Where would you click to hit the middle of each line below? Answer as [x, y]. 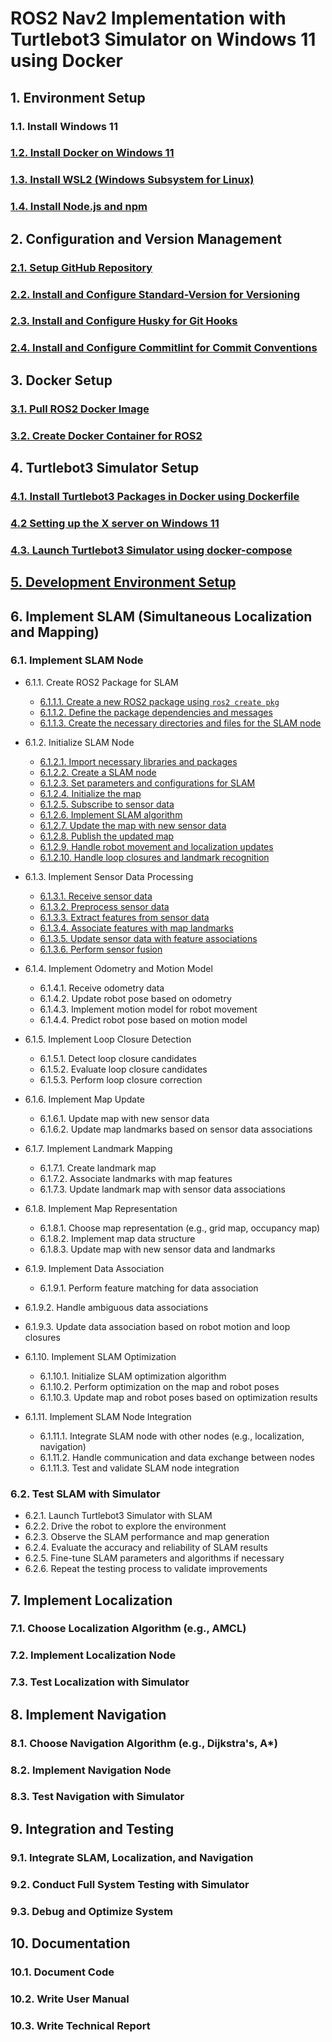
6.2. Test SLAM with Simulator [85, 1494]
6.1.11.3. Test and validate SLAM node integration [139, 1468]
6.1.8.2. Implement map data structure [117, 1238]
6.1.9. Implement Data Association [94, 1268]
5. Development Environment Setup [123, 582]
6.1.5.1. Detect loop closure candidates [118, 1058]
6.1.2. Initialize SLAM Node [79, 742]
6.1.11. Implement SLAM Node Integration [108, 1416]
